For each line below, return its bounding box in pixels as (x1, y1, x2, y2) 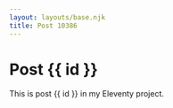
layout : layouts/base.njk (9, 12, 105, 22)
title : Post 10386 (9, 21, 78, 30)
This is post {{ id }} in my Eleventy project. (9, 89, 165, 99)
